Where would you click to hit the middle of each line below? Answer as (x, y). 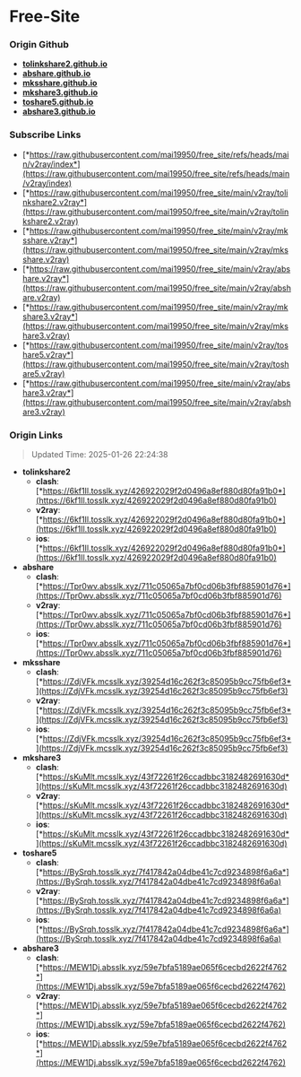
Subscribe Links (45, 135)
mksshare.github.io (60, 83)
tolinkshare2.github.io (64, 64)
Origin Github (39, 45)
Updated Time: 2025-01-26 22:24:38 (99, 455)
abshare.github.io (56, 74)
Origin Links (36, 435)
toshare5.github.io (58, 102)
